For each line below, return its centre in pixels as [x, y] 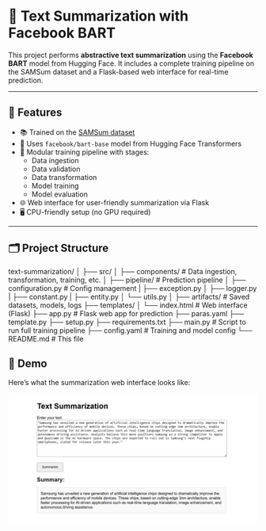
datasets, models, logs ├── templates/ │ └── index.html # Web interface [128, 305]
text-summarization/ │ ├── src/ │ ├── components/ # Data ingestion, [123, 271]
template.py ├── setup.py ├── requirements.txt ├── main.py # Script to [127, 322]
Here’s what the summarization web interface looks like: [99, 383]
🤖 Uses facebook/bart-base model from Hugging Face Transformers [131, 143]
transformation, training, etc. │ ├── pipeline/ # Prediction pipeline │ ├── [127, 280]
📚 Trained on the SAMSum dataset [77, 132]
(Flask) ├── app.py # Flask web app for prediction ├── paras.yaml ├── [126, 313]
